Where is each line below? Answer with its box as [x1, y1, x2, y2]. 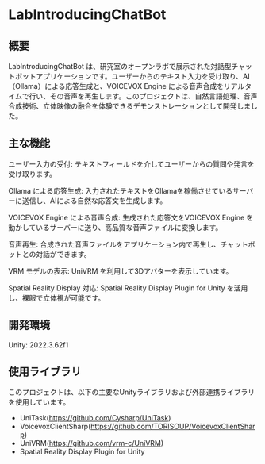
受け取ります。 [8, 169, 57, 178]
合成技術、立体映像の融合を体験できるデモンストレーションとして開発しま [8, 102, 252, 110]
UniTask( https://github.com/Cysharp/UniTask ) [19, 413, 171, 423]
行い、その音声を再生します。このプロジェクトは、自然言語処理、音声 [29, 91, 258, 101]
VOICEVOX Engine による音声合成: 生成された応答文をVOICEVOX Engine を [8, 213, 254, 222]
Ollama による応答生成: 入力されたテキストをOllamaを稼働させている [8, 186, 233, 195]
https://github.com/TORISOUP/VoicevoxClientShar [90, 422, 255, 431]
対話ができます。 [35, 249, 91, 259]
